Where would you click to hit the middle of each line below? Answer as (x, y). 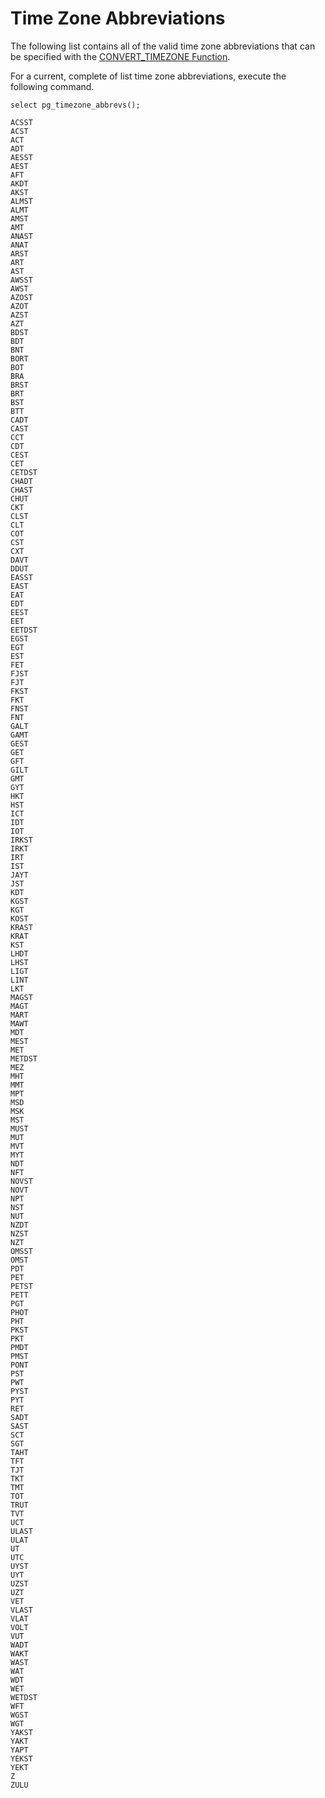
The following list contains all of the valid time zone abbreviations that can (163, 46)
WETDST (24, 1697)
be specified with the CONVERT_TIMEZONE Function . (120, 56)
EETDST (24, 630)
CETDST (24, 472)
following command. (52, 86)
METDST (24, 1058)
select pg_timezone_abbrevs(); (75, 105)
